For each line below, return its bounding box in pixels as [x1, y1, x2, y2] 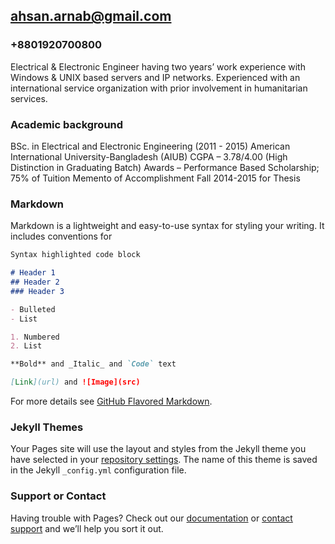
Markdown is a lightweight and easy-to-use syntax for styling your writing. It [10, 220, 325, 232]
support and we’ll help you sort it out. [10, 522, 164, 534]
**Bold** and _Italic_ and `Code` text [10, 359, 177, 369]
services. [10, 92, 48, 104]
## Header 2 [10, 277, 60, 288]
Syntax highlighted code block [10, 250, 141, 260]
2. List [10, 341, 43, 351]
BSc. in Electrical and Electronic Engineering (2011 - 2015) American [10, 140, 291, 152]
